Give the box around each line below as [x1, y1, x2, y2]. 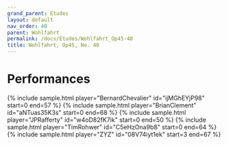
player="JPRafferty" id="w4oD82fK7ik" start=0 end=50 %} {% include [7, 116, 207, 124]
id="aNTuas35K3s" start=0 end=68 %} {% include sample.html [7, 108, 186, 116]
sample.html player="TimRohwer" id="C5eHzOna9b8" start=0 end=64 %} [7, 122, 217, 131]
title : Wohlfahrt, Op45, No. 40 [7, 42, 99, 49]
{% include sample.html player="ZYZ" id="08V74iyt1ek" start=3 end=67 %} [7, 130, 221, 138]
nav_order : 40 [7, 23, 48, 29]
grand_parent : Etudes [7, 10, 69, 17]
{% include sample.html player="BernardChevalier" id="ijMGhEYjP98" [7, 94, 205, 102]
